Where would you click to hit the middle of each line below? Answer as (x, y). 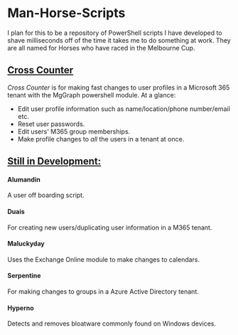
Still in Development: (54, 161)
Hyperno (21, 308)
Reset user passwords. (51, 124)
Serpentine (24, 276)
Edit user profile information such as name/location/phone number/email (124, 109)
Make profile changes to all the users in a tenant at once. (101, 139)
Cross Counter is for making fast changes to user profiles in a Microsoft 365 (119, 87)
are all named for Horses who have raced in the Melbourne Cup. (101, 48)
